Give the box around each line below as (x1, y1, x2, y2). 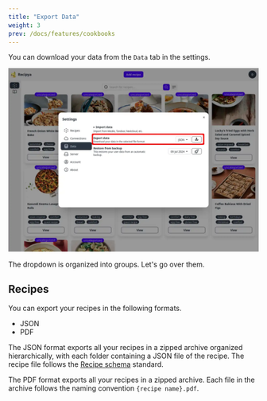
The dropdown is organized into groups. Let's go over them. (8, 259, 205, 269)
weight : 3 (8, 21, 41, 29)
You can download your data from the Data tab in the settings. (8, 53, 211, 62)
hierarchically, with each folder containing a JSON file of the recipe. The (8, 351, 245, 361)
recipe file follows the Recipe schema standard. (8, 360, 164, 369)
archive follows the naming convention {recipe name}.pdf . (8, 383, 199, 393)
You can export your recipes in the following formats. (8, 303, 182, 313)
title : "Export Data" (8, 13, 80, 21)
